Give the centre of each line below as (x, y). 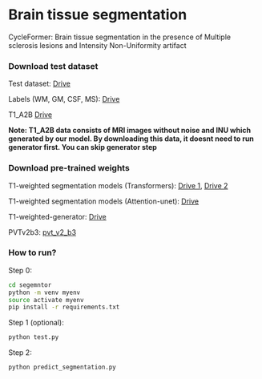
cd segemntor (30, 285)
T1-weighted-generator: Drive (57, 216)
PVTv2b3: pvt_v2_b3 (42, 232)
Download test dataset (53, 66)
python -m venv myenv (44, 292)
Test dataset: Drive (39, 84)
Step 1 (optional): (36, 323)
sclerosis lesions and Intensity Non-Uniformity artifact (97, 45)
